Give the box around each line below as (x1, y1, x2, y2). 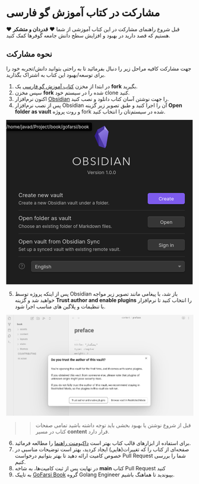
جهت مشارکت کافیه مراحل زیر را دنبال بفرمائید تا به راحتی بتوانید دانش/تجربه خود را (6, 65, 192, 72)
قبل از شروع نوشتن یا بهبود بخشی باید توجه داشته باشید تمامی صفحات (35, 422, 191, 429)
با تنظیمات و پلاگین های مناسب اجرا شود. (14, 303, 106, 310)
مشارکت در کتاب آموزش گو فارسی (6, 6, 160, 20)
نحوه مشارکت (6, 49, 52, 59)
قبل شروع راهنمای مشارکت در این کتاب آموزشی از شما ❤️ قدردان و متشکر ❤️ (6, 26, 180, 33)
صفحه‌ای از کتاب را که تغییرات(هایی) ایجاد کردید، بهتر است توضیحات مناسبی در (14, 446, 189, 453)
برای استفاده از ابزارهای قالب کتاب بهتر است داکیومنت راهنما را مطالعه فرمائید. (14, 439, 191, 447)
